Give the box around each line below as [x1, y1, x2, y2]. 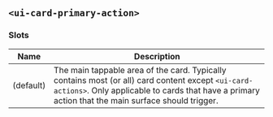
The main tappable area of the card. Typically [54, 64, 227, 76]
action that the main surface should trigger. [54, 94, 219, 106]
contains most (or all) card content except [54, 74, 214, 85]
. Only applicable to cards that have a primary [86, 84, 260, 96]
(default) [12, 80, 46, 91]
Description [133, 50, 180, 62]
